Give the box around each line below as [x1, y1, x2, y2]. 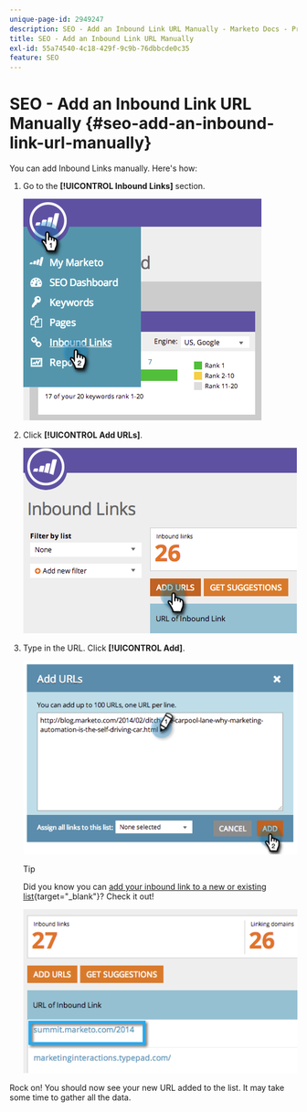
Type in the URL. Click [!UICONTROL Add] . [22, 642, 185, 653]
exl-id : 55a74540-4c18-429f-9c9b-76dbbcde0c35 [9, 44, 190, 53]
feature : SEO [9, 53, 59, 63]
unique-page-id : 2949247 [9, 15, 104, 24]
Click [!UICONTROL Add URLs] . [22, 429, 143, 440]
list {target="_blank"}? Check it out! [22, 891, 154, 902]
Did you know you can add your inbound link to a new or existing [22, 882, 267, 893]
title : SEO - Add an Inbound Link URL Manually [9, 34, 195, 43]
